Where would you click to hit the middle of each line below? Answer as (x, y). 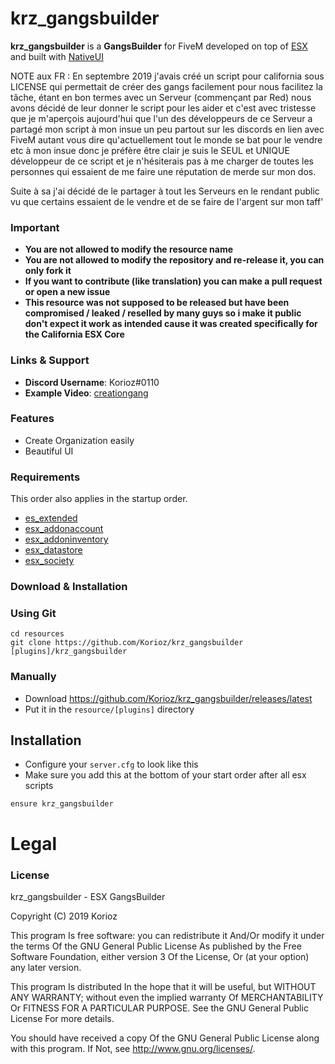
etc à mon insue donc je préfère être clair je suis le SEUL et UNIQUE (150, 150)
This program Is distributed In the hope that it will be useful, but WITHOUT (163, 986)
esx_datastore (53, 550)
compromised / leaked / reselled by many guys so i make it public (163, 313)
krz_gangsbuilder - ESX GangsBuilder (88, 896)
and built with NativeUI (57, 56)
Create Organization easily (79, 440)
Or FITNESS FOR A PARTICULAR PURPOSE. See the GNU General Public (159, 1008)
